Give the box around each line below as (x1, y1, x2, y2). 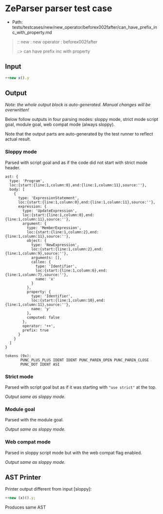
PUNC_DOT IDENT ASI (20, 362, 60, 367)
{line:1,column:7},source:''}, (5, 272, 69, 277)
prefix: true (22, 328, 49, 333)
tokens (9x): (5, 353, 32, 358)
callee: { (31, 259, 51, 264)
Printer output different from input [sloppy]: (5, 486, 91, 492)
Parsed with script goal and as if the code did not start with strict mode (5, 159, 147, 165)
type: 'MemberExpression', (26, 225, 82, 230)
